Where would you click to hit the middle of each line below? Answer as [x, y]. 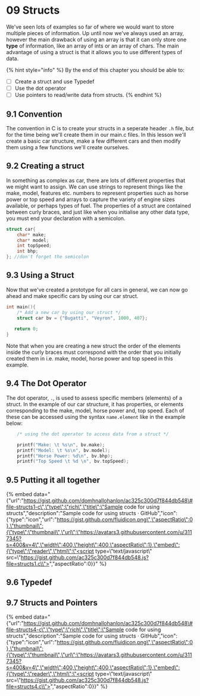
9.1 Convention [34, 114]
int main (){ [21, 307]
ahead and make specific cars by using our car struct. [72, 296]
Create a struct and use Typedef [54, 81]
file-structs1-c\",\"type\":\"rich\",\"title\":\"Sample [65, 507]
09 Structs [33, 10]
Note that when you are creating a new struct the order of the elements [93, 346]
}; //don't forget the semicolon [48, 257]
